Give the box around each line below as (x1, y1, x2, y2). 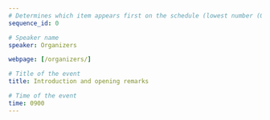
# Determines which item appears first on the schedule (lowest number (8, 11, 253, 20)
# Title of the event (8, 70, 81, 78)
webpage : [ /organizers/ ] (8, 55, 92, 64)
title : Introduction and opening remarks (8, 78, 149, 86)
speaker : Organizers (8, 41, 78, 49)
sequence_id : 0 (8, 19, 59, 27)
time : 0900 (8, 99, 45, 107)
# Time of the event (8, 92, 78, 100)
